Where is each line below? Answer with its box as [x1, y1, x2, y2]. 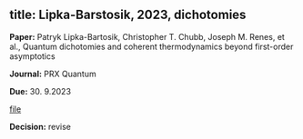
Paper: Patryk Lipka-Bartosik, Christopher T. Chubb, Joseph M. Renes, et [9, 31, 285, 42]
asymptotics [9, 50, 56, 62]
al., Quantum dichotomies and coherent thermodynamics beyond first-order [9, 41, 294, 52]
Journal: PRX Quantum [9, 68, 97, 79]
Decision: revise [9, 121, 71, 132]
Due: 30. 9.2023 [9, 85, 71, 96]
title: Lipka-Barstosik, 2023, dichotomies [9, 7, 247, 23]
